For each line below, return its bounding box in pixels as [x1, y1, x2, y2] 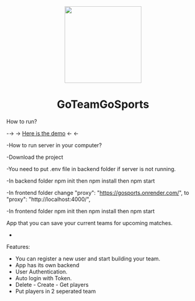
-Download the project [6, 153, 63, 161]
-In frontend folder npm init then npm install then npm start [6, 207, 155, 215]
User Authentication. [15, 268, 67, 275]
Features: [6, 243, 31, 250]
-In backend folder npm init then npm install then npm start [6, 177, 155, 185]
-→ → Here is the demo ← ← [6, 129, 79, 137]
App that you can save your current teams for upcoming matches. [6, 219, 173, 226]
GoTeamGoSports [56, 97, 150, 112]
